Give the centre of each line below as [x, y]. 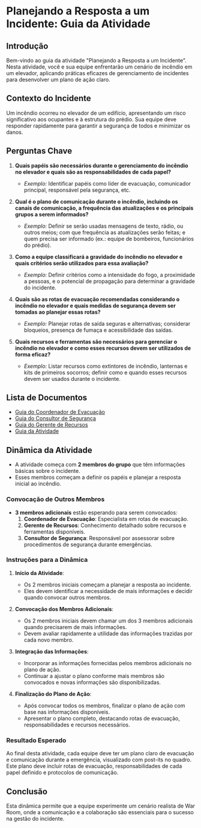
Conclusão [27, 791]
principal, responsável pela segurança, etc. [77, 190]
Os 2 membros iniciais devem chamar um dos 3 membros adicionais [108, 621]
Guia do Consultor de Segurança [55, 418]
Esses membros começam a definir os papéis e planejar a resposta [98, 477]
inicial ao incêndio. [38, 484]
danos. [15, 132]
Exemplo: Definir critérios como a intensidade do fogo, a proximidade [109, 275]
